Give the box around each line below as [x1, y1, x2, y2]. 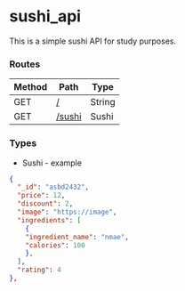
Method [13, 81, 48, 93]
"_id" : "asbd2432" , [17, 182, 90, 192]
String [90, 96, 116, 109]
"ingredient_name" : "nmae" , [25, 232, 129, 241]
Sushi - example [21, 158, 83, 168]
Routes [9, 58, 41, 70]
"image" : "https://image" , [17, 207, 117, 217]
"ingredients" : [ [17, 215, 82, 224]
